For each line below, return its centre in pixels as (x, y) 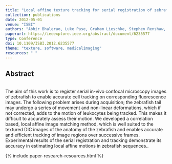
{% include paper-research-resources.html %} (55, 156)
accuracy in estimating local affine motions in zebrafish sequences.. (77, 146)
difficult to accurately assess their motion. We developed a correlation (79, 119)
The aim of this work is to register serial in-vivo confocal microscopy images (86, 91)
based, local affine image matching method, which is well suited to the (79, 124)
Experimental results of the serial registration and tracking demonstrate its (83, 140)
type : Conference (24, 39)
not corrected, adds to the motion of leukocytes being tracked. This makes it (86, 113)
